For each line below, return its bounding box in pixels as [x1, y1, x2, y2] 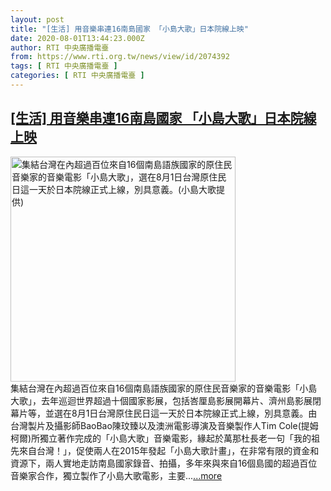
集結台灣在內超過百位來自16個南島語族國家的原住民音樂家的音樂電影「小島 [10, 382, 318, 394]
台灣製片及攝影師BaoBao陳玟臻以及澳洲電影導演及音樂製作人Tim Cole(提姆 [10, 419, 319, 431]
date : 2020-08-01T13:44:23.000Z [10, 33, 145, 43]
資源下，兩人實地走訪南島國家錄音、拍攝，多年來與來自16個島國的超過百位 [10, 457, 318, 469]
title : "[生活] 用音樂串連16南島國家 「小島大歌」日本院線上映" [10, 24, 249, 34]
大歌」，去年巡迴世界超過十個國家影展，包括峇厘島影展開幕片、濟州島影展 [10, 394, 313, 406]
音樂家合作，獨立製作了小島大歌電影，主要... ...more [10, 469, 223, 481]
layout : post [10, 14, 65, 25]
